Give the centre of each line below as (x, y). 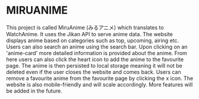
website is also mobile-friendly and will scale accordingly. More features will (99, 84)
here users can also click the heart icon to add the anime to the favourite (95, 59)
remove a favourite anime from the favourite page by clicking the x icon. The (100, 78)
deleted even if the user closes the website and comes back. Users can (94, 72)
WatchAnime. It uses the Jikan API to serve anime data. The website (90, 34)
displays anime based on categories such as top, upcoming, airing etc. (93, 40)
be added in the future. (34, 91)
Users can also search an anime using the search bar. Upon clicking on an (97, 47)
